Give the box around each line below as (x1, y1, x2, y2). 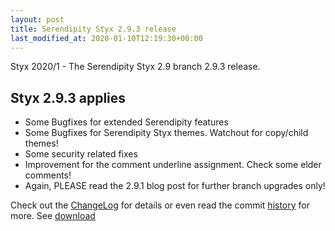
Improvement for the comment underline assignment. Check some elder (24, 159, 322, 171)
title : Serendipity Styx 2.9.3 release (10, 24, 177, 34)
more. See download (10, 210, 96, 222)
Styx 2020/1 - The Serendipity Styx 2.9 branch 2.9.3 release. (10, 61, 261, 73)
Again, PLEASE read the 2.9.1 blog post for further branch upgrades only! (24, 180, 326, 192)
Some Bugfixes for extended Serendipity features (24, 116, 229, 128)
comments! (24, 169, 72, 181)
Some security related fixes (24, 148, 138, 160)
